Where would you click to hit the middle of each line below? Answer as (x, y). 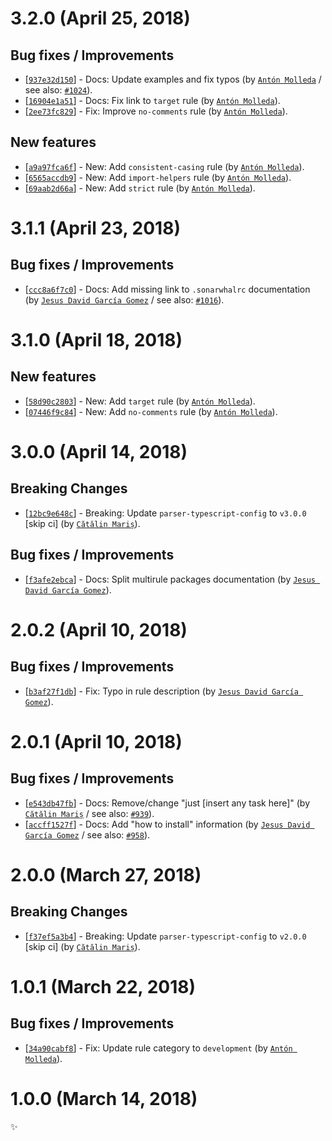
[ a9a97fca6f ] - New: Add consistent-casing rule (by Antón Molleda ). (164, 166)
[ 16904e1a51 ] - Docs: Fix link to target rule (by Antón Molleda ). (152, 100)
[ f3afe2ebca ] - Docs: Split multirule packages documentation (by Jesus (170, 579)
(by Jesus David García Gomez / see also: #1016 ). (124, 299)
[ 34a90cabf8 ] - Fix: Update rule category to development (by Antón (158, 1048)
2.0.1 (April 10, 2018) (96, 741)
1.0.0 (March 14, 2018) (104, 1098)
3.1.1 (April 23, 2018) (95, 228)
